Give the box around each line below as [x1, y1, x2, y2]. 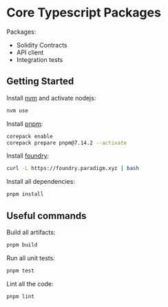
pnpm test [6, 267, 35, 274]
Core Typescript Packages [6, 5, 161, 21]
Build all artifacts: [6, 228, 56, 236]
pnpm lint [6, 293, 35, 300]
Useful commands [6, 210, 87, 222]
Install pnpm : [6, 119, 43, 128]
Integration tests [16, 55, 63, 63]
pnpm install [6, 191, 44, 198]
